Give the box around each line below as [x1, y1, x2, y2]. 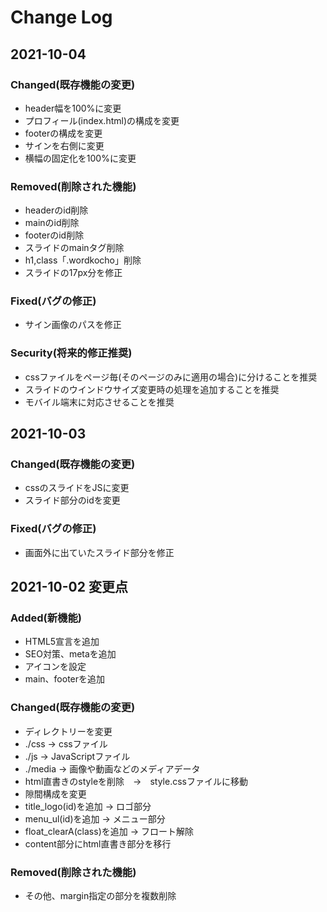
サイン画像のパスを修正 [24, 319, 122, 331]
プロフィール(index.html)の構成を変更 [24, 114, 180, 126]
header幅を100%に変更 [24, 102, 122, 114]
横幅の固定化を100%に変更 [24, 152, 137, 164]
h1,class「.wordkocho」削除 [24, 254, 142, 266]
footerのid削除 [24, 229, 85, 241]
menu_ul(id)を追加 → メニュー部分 [24, 812, 166, 825]
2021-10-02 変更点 [10, 579, 128, 596]
